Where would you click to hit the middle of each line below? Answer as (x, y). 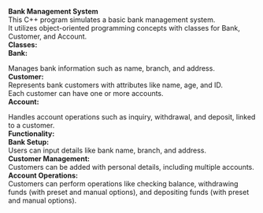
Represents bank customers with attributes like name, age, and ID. (115, 85)
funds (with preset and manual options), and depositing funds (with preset (129, 192)
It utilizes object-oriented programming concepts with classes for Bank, (124, 28)
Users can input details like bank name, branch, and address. (107, 150)
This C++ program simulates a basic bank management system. (112, 20)
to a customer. (31, 125)
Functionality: (31, 134)
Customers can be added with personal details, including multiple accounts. (131, 167)
